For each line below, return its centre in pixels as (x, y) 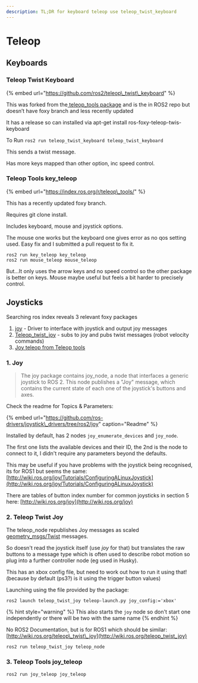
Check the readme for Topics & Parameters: (60, 406)
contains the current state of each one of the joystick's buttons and (103, 388)
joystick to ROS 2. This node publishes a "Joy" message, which (98, 382)
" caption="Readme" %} (128, 424)
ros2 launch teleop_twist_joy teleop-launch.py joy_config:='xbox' (92, 601)
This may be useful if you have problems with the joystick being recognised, (99, 465)
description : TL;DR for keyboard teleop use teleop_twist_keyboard (92, 12)
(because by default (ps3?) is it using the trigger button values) (84, 578)
